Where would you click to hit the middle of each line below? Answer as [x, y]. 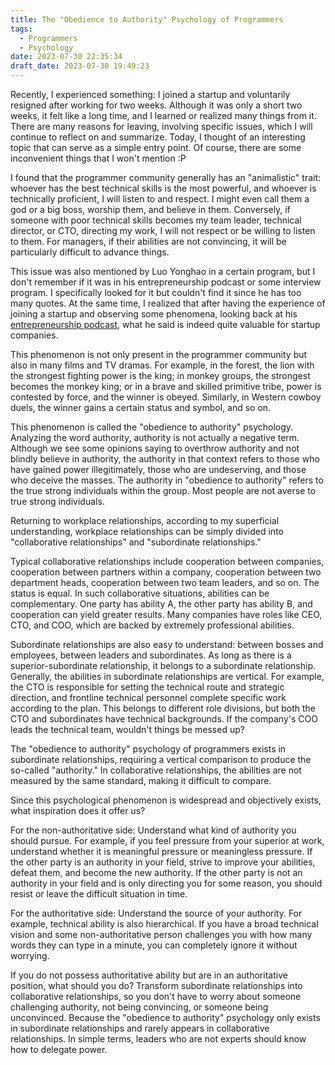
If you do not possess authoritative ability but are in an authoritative [149, 975]
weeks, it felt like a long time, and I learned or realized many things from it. [163, 115]
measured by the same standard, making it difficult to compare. [141, 780]
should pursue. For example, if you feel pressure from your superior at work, [167, 840]
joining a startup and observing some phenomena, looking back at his [154, 314]
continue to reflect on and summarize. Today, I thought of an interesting [158, 137]
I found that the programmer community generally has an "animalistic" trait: [166, 177]
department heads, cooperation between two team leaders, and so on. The [165, 582]
